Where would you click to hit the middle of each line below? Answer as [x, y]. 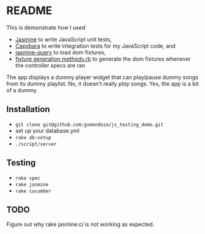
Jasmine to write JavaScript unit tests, [63, 39]
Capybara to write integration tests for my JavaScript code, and [95, 46]
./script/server [36, 144]
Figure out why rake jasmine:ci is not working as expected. [80, 224]
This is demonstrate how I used [46, 27]
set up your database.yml [47, 130]
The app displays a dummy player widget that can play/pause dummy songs [102, 77]
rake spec [28, 178]
